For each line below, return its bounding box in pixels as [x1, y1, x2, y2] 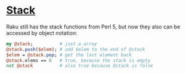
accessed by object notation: [6, 29, 77, 36]
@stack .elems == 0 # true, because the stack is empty [6, 57, 151, 63]
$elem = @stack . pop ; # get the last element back [6, 52, 132, 58]
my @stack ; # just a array [6, 41, 97, 47]
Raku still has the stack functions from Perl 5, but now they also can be [6, 23, 181, 30]
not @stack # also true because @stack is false [6, 63, 153, 69]
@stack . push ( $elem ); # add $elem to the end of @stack [6, 46, 145, 52]
